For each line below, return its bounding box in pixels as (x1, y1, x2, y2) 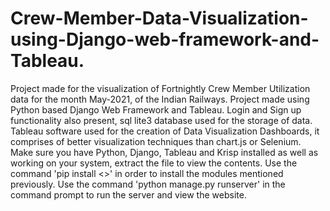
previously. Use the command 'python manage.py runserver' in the (10, 178, 286, 190)
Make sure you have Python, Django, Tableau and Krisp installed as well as (10, 146, 319, 158)
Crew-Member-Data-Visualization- (10, 7, 309, 30)
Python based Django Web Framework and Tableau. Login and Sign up (10, 103, 302, 116)
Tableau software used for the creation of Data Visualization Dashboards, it (10, 125, 320, 137)
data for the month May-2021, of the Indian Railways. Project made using (10, 93, 310, 105)
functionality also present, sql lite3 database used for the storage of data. (10, 114, 313, 126)
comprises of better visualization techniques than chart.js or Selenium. (10, 135, 302, 147)
